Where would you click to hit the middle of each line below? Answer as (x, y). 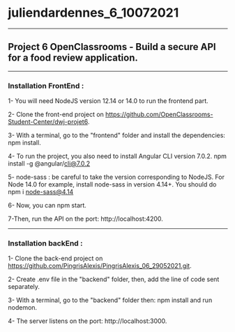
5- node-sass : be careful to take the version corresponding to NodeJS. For (116, 177)
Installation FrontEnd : (46, 86)
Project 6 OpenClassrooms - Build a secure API (112, 47)
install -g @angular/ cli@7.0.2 (49, 164)
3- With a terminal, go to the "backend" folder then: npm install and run (110, 300)
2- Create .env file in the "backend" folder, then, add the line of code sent (114, 279)
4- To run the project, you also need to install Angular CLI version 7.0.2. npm (117, 156)
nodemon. (23, 308)
